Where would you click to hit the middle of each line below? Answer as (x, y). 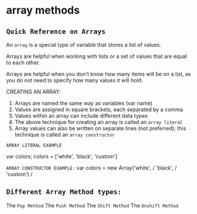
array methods (43, 10)
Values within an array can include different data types (81, 116)
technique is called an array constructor (65, 134)
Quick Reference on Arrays (56, 31)
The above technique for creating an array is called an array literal (98, 122)
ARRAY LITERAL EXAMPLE (34, 145)
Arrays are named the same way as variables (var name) (83, 103)
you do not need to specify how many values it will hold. (75, 80)
